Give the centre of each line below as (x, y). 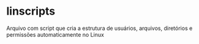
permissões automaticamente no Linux (55, 34)
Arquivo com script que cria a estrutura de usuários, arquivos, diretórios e (99, 28)
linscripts (31, 11)
